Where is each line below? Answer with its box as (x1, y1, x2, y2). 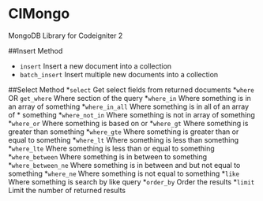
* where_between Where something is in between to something (8, 151, 208, 162)
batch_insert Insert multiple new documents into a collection (19, 69, 219, 79)
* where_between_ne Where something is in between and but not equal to (8, 160, 241, 169)
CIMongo (8, 5, 70, 23)
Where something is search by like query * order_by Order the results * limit (8, 177, 255, 186)
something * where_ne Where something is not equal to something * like (8, 169, 239, 178)
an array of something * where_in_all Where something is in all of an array (8, 102, 250, 111)
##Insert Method (8, 46, 63, 55)
